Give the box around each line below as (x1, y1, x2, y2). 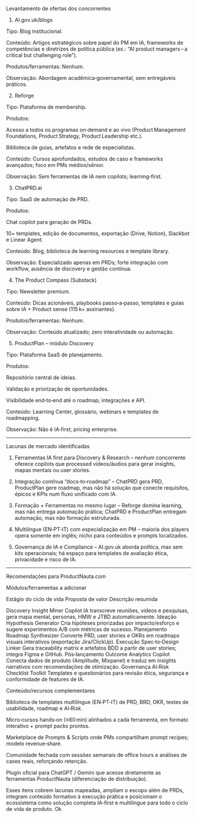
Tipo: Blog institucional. (6, 28, 63, 35)
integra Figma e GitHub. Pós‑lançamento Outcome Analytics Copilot (6, 651, 170, 657)
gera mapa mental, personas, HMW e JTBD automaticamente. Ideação (6, 613, 177, 620)
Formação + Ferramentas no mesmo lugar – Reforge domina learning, (14, 502, 183, 509)
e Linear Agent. (6, 236, 43, 243)
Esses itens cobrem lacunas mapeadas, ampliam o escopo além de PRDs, (6, 787, 184, 793)
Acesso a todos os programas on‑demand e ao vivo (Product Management (6, 126, 186, 133)
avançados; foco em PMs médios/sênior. (6, 162, 105, 168)
